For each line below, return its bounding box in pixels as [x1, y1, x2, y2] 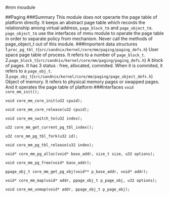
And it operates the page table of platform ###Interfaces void [5, 84, 134, 90]
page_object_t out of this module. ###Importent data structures [5, 41, 138, 47]
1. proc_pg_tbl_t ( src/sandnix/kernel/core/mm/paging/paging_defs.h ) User [5, 47, 159, 52]
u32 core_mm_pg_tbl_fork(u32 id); [5, 134, 78, 139]
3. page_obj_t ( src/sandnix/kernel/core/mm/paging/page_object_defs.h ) [5, 73, 153, 79]
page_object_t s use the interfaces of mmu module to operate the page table [5, 30, 164, 36]
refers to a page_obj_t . [5, 68, 52, 74]
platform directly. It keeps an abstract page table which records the [5, 20, 146, 25]
